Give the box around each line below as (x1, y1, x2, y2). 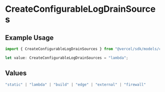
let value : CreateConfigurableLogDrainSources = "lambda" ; (5, 55, 129, 60)
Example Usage (5, 33, 54, 42)
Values (5, 69, 27, 77)
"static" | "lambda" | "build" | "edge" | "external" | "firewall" (5, 82, 146, 87)
